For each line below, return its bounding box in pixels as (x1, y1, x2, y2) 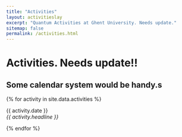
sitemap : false (6, 25, 44, 31)
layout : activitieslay (6, 14, 62, 20)
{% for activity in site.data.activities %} (6, 95, 102, 103)
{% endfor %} (6, 125, 40, 132)
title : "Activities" (6, 8, 58, 15)
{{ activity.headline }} (6, 113, 59, 120)
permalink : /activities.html (6, 31, 79, 37)
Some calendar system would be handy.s (6, 79, 162, 90)
